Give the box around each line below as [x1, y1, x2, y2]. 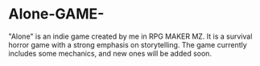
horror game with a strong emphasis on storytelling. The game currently [8, 39, 247, 49]
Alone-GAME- [8, 5, 105, 23]
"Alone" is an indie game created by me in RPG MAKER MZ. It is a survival [8, 31, 253, 41]
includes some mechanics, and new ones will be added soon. [8, 48, 212, 58]
